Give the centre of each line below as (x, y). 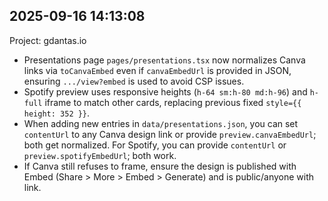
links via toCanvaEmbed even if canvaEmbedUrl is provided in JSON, (157, 70)
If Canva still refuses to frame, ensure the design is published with (160, 166)
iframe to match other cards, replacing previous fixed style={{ (173, 102)
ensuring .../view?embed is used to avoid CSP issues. (134, 81)
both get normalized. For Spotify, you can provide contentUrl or (155, 145)
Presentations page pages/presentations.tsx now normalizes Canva (164, 60)
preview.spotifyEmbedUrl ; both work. (100, 155)
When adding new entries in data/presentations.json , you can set (161, 123)
